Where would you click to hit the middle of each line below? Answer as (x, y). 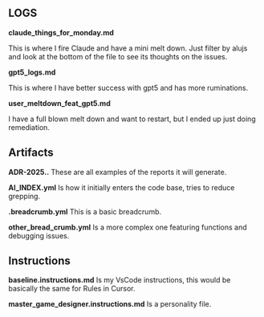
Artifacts (31, 153)
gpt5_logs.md (32, 72)
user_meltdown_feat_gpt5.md (59, 103)
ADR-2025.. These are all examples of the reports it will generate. (118, 172)
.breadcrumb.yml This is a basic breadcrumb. (85, 211)
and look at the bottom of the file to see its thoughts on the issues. (118, 56)
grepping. (24, 196)
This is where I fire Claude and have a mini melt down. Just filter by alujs (128, 48)
